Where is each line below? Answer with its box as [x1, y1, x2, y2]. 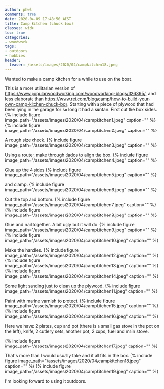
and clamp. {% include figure [5, 181, 64, 188]
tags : [5, 44, 16, 49]
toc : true [5, 30, 26, 35]
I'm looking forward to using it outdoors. [5, 378, 87, 384]
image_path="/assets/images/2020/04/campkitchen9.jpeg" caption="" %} [5, 227, 157, 233]
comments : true [5, 12, 36, 17]
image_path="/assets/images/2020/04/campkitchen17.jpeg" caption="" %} [5, 343, 158, 349]
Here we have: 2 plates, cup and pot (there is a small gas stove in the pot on [5, 323, 159, 329]
